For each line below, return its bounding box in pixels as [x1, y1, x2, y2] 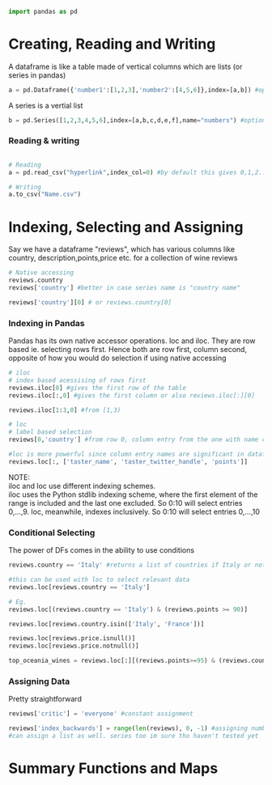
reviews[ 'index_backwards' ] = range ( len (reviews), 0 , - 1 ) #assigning [8, 724, 249, 732]
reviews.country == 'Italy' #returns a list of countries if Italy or [8, 561, 252, 570]
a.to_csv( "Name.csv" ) [8, 190, 82, 198]
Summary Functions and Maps [8, 759, 219, 778]
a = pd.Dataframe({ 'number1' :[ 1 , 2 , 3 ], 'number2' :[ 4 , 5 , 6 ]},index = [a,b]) [8, 86, 252, 94]
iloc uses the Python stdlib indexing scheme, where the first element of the [8, 490, 258, 499]
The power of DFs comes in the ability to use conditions [8, 545, 195, 555]
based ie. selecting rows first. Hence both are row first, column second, [8, 345, 248, 354]
